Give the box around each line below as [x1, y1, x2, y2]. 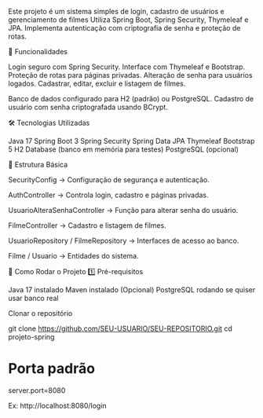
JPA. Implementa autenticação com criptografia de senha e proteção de [8, 24, 241, 32]
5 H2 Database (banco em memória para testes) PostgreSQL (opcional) [8, 145, 239, 154]
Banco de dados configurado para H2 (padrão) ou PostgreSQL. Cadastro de [8, 94, 254, 103]
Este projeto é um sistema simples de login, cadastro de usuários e [8, 7, 225, 16]
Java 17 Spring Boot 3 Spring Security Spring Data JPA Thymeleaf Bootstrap [8, 137, 255, 145]
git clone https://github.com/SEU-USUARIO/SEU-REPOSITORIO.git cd [8, 324, 233, 333]
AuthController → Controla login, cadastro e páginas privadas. [8, 190, 210, 200]
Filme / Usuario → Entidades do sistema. [8, 251, 139, 260]
